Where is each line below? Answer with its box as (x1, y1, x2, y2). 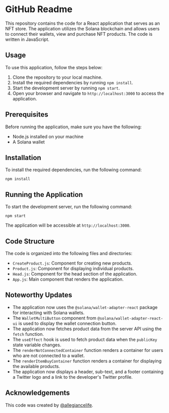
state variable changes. (12, 342, 62, 348)
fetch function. (12, 331, 44, 337)
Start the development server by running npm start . (12, 85, 120, 91)
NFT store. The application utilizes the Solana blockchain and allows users (5, 25, 160, 31)
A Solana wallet (12, 139, 45, 145)
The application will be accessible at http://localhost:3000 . (5, 222, 131, 228)
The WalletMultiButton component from (12, 315, 97, 321)
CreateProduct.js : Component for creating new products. (12, 260, 133, 266)
